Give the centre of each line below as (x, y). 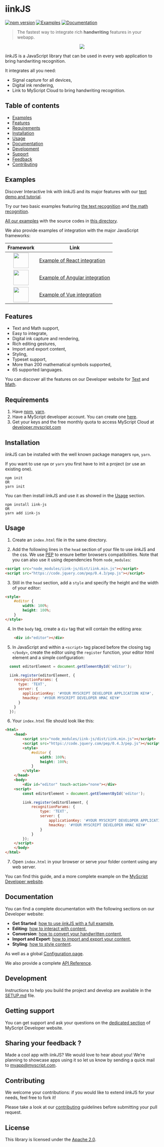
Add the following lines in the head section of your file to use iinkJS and (83, 549)
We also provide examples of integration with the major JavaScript (72, 230)
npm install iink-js (26, 505)
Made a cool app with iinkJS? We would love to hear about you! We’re (75, 1055)
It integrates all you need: (31, 70)
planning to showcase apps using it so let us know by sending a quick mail (80, 1060)
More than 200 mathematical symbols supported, (62, 365)
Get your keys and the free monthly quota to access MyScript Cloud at (83, 422)
